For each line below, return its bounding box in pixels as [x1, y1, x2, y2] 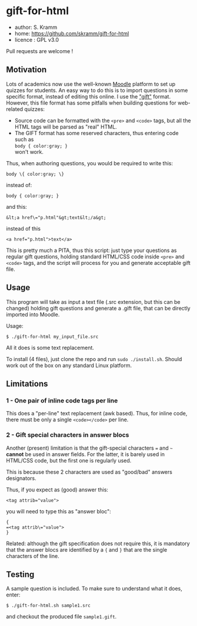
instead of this [6, 225, 41, 232]
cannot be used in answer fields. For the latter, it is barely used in [6, 450, 165, 458]
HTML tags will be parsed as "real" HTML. [14, 123, 118, 130]
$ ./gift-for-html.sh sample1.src [6, 603, 91, 609]
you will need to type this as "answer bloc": [6, 507, 112, 514]
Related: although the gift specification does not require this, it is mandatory [6, 540, 190, 547]
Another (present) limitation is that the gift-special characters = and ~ [6, 444, 173, 451]
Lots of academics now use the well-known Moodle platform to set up [6, 80, 176, 87]
